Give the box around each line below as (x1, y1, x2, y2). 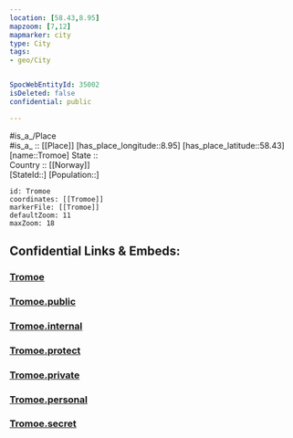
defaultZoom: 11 (9, 211, 71, 220)
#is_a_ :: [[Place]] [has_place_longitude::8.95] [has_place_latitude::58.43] (9, 140, 285, 151)
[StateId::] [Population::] (9, 169, 99, 180)
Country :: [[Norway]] (9, 159, 90, 170)
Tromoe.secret (9, 417, 77, 430)
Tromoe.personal (9, 393, 89, 406)
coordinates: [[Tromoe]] (9, 194, 104, 203)
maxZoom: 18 (9, 218, 55, 228)
